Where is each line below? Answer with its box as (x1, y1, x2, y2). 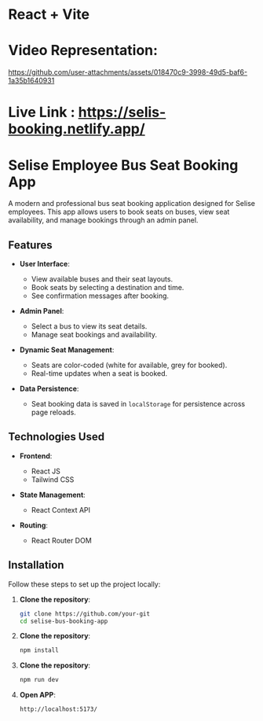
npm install (19, 646, 59, 654)
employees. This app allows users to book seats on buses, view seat (8, 207, 230, 217)
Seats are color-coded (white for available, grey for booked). (31, 360, 228, 370)
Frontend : (19, 451, 53, 461)
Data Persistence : (19, 384, 79, 394)
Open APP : (19, 690, 57, 700)
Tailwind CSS (31, 474, 75, 484)
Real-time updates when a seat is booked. (31, 369, 168, 378)
